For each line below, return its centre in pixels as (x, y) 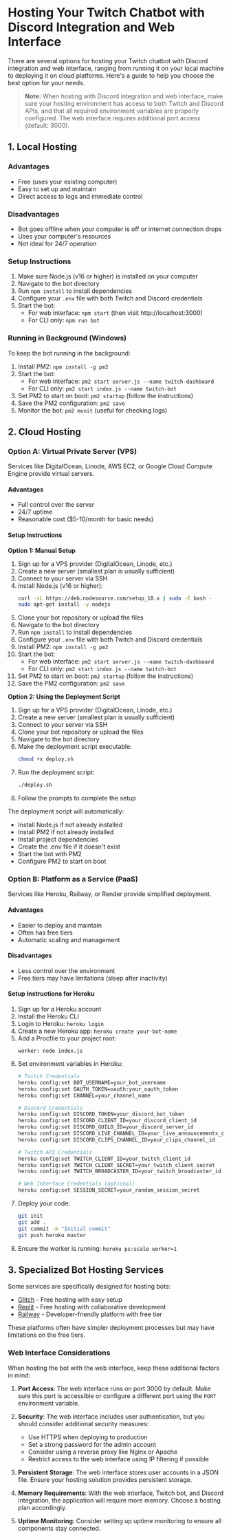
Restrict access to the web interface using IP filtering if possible (118, 1459)
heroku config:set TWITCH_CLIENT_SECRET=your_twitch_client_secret (116, 1165)
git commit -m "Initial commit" (64, 1229)
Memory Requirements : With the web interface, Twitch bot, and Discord (121, 1493)
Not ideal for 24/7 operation (57, 243)
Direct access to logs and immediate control (80, 196)
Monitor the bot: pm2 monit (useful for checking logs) (92, 410)
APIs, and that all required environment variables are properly (111, 111)
